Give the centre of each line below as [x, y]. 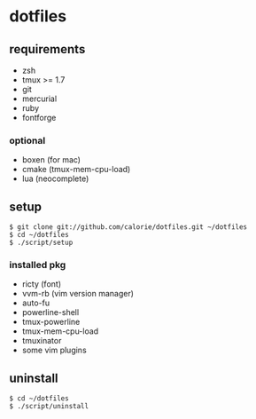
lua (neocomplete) [55, 178]
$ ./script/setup [41, 243]
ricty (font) [42, 284]
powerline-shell [50, 312]
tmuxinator [42, 341]
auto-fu [36, 303]
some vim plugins [54, 350]
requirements [47, 49]
